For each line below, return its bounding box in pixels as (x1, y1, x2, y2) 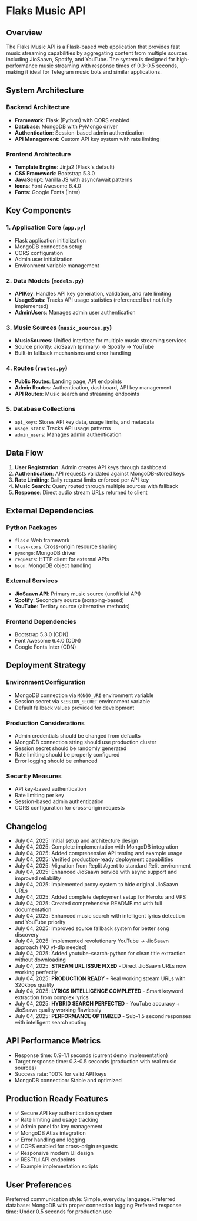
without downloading (14, 956, 66, 963)
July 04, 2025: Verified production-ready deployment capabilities (14, 856, 173, 863)
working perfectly (14, 969, 58, 976)
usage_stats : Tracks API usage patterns (14, 424, 111, 431)
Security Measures (6, 772, 62, 780)
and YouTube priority (14, 919, 66, 926)
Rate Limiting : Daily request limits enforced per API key (14, 476, 149, 483)
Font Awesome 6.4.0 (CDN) (14, 637, 81, 644)
